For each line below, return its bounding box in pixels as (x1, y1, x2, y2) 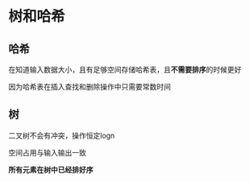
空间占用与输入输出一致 (8, 147, 86, 157)
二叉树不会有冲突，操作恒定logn (8, 130, 115, 140)
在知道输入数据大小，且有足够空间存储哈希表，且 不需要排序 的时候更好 (8, 65, 242, 74)
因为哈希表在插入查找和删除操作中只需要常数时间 (8, 82, 171, 91)
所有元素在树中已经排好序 (8, 164, 94, 174)
